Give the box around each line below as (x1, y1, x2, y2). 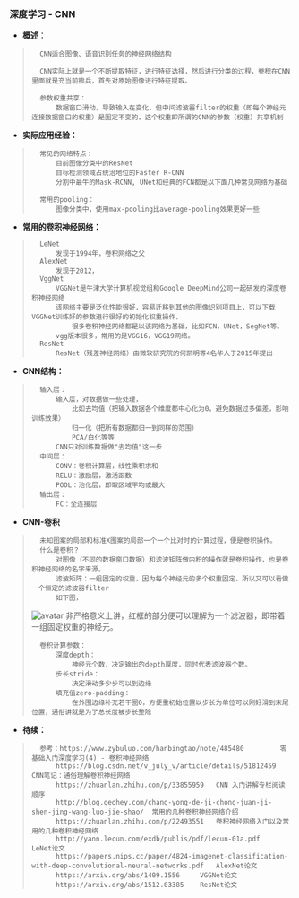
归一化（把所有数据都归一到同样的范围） (71, 423, 199, 432)
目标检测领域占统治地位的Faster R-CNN (55, 169, 184, 178)
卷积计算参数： (39, 641, 87, 650)
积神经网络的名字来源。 (30, 565, 106, 574)
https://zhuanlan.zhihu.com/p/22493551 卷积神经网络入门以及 (55, 817, 284, 826)
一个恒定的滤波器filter (30, 584, 109, 593)
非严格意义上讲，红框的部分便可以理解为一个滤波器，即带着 (65, 610, 286, 621)
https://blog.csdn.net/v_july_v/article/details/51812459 (55, 762, 277, 771)
